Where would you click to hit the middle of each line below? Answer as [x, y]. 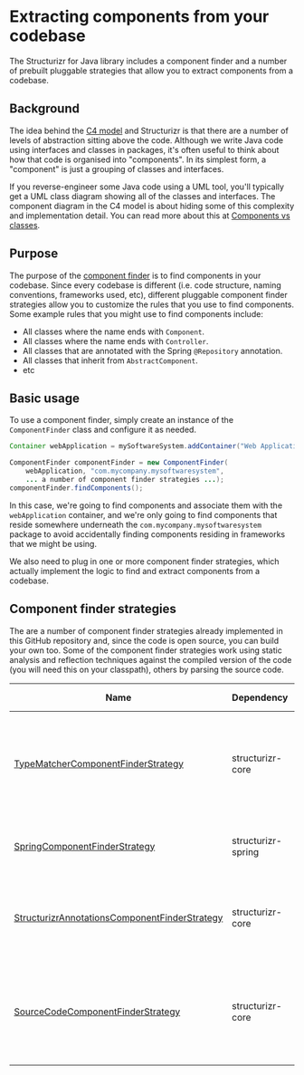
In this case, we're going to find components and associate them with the [146, 505]
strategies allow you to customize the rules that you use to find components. [152, 304]
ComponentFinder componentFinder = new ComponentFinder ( [119, 463]
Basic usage [44, 398]
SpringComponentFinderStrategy [85, 846]
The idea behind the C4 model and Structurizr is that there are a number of [149, 130]
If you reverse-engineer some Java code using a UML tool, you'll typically [147, 187]
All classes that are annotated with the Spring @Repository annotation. [152, 350]
